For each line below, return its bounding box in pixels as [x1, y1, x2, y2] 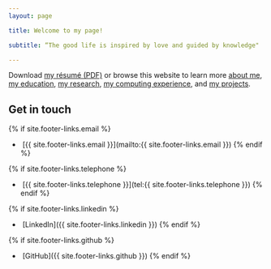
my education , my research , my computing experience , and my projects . [8, 79, 252, 89]
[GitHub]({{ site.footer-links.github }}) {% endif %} [22, 251, 191, 261]
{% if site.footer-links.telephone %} [8, 164, 127, 174]
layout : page [8, 11, 53, 20]
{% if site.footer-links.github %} [8, 236, 115, 246]
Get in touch [8, 102, 71, 116]
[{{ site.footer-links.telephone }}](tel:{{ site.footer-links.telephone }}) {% [22, 180, 263, 190]
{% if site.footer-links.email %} [8, 124, 111, 134]
